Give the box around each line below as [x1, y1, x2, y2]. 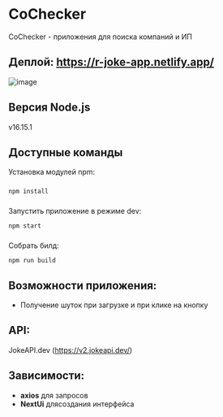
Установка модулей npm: [8, 167, 96, 177]
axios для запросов [19, 390, 88, 400]
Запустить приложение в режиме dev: [8, 206, 142, 216]
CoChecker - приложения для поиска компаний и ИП [8, 32, 193, 41]
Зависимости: [8, 369, 85, 383]
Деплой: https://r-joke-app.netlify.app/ [8, 55, 215, 69]
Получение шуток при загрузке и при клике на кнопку [19, 300, 208, 310]
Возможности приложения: [8, 278, 157, 293]
